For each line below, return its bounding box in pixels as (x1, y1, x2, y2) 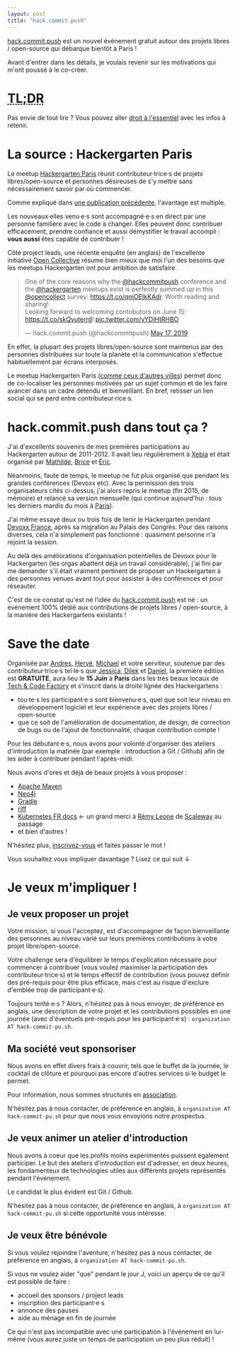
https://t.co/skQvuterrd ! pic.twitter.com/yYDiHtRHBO (24, 315, 179, 324)
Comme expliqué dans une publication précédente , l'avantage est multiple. (7, 198, 226, 207)
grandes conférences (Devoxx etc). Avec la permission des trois (7, 479, 195, 487)
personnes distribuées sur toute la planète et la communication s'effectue (7, 350, 223, 359)
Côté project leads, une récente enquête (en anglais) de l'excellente (7, 249, 205, 257)
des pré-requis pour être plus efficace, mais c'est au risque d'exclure (7, 978, 209, 987)
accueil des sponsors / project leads (17, 1290, 124, 1300)
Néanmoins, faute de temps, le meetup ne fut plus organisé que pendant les (7, 472, 229, 480)
